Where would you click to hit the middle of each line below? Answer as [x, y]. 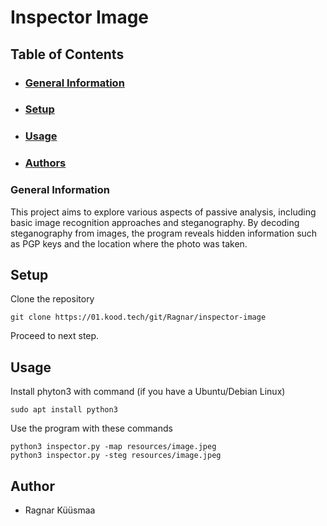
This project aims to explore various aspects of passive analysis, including [163, 212]
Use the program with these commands [91, 428]
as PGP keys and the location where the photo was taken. [129, 243]
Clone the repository [52, 299]
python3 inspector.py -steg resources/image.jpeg [116, 456]
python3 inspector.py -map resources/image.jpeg [113, 447]
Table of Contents [67, 54]
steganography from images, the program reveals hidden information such [164, 233]
